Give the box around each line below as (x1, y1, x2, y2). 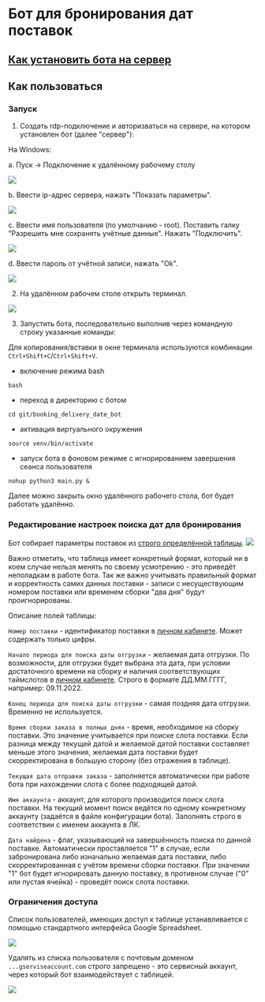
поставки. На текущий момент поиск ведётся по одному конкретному (8, 802, 246, 813)
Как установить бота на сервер (8, 53, 172, 66)
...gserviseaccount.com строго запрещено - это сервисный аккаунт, (8, 961, 238, 970)
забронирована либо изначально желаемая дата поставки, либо (8, 851, 227, 861)
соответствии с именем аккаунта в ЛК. (8, 820, 141, 829)
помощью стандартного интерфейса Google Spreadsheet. (8, 922, 203, 932)
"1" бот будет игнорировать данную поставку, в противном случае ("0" (8, 869, 249, 878)
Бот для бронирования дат (8, 5, 194, 23)
